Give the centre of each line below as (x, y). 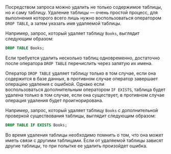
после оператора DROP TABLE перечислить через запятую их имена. (79, 63)
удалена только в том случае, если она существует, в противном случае (85, 95)
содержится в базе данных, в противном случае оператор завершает (82, 79)
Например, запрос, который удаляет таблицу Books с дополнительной (82, 111)
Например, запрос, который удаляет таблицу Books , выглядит (72, 33)
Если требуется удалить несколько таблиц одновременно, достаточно (83, 58)
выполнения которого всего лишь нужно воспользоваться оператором (83, 18)
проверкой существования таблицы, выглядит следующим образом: (81, 116)
